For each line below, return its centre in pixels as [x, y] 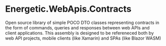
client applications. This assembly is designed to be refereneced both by [80, 33]
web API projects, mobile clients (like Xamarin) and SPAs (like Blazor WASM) [83, 38]
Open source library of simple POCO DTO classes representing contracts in [82, 23]
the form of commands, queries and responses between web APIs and [78, 27]
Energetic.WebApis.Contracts [68, 9]
